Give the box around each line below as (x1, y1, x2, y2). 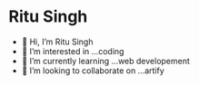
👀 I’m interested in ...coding (21, 45, 124, 56)
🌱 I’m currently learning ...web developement (21, 55, 190, 66)
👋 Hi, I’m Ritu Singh (21, 36, 94, 47)
